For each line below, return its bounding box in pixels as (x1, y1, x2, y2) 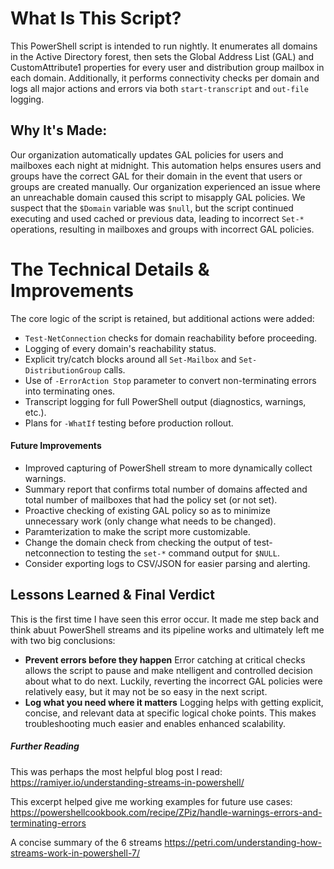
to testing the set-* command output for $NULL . (86, 547, 280, 559)
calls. (103, 363, 126, 376)
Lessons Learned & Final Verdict (10, 587, 215, 604)
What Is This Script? (10, 7, 182, 30)
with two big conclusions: (10, 634, 116, 646)
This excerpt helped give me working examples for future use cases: (10, 795, 293, 807)
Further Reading (10, 740, 80, 752)
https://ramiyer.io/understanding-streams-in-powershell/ (10, 776, 245, 788)
